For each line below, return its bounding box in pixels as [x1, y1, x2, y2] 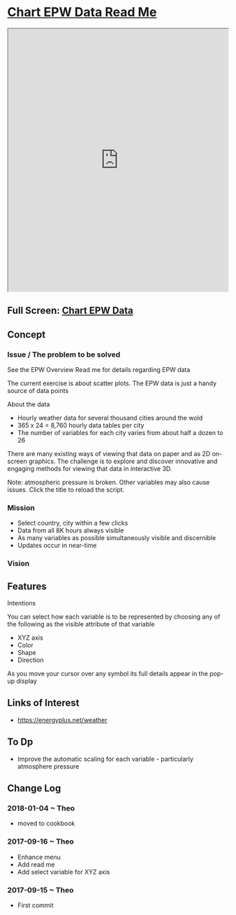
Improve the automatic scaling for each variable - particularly [17, 755, 194, 763]
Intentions [7, 599, 36, 607]
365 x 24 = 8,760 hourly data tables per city [17, 421, 145, 429]
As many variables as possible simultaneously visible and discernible [17, 534, 216, 542]
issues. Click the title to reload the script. [7, 486, 125, 494]
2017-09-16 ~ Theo [7, 837, 75, 846]
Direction [17, 656, 44, 664]
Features [7, 580, 47, 592]
